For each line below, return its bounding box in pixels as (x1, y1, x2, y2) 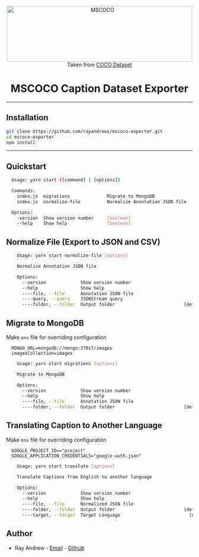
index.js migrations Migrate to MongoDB (17, 193, 155, 199)
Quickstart (6, 161, 47, 171)
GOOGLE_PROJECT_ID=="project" (11, 447, 86, 453)
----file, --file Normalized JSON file (21, 501, 134, 507)
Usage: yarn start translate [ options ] (17, 463, 115, 469)
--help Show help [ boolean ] (17, 220, 131, 226)
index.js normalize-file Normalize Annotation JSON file (17, 199, 187, 204)
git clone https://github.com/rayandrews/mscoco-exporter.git (6, 128, 163, 135)
